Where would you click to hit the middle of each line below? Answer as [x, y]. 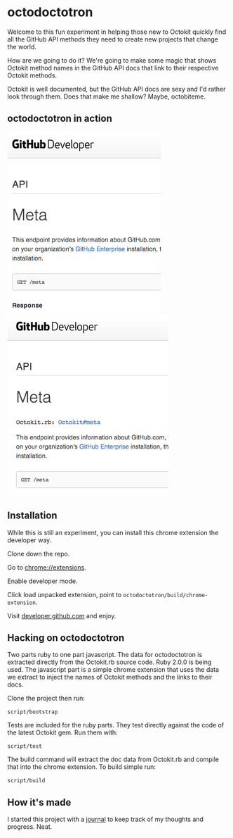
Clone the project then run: [46, 699]
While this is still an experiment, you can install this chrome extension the [113, 532]
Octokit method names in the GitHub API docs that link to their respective [113, 68]
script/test [25, 746]
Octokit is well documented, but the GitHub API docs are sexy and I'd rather [116, 89]
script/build [26, 781]
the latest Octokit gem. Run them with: [62, 732]
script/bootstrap [33, 712]
